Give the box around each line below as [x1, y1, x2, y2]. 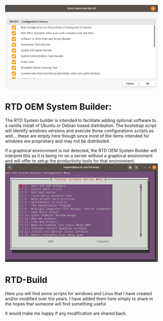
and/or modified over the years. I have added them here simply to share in [5, 296, 153, 301]
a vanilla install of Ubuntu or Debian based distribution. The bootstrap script [5, 122, 157, 129]
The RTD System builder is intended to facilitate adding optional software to [5, 118, 156, 123]
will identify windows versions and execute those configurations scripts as [5, 128, 154, 134]
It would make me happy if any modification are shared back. [5, 310, 127, 316]
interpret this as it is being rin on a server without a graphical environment [5, 153, 153, 159]
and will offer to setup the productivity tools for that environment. [5, 158, 135, 164]
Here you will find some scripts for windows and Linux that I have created [5, 290, 152, 296]
